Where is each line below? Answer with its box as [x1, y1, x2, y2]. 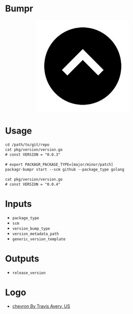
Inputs [5, 199, 32, 209]
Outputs [5, 253, 39, 264]
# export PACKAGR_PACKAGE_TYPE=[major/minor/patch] [5, 162, 113, 167]
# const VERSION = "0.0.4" [5, 182, 61, 187]
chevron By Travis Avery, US [12, 303, 70, 309]
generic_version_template [12, 236, 66, 242]
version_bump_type [12, 226, 50, 231]
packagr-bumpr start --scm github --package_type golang [5, 167, 125, 172]
